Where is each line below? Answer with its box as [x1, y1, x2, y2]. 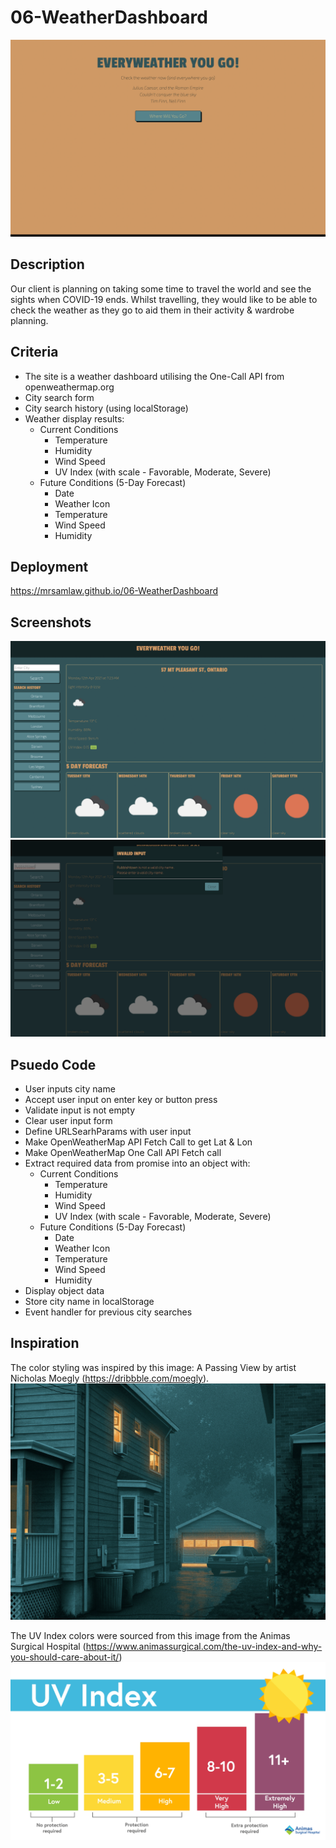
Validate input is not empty [24, 1104, 136, 1116]
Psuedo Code [10, 1056, 97, 1073]
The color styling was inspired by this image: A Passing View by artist [10, 1361, 297, 1373]
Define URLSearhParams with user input [24, 1126, 192, 1137]
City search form [24, 391, 95, 403]
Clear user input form [24, 1115, 113, 1126]
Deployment [10, 558, 89, 575]
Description [10, 256, 85, 273]
